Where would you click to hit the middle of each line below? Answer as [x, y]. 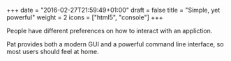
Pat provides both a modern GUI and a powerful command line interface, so [115, 44]
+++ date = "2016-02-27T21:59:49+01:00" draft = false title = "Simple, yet [113, 10]
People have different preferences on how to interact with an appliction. [110, 31]
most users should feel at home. [53, 52]
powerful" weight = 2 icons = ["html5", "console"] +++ [85, 17]
